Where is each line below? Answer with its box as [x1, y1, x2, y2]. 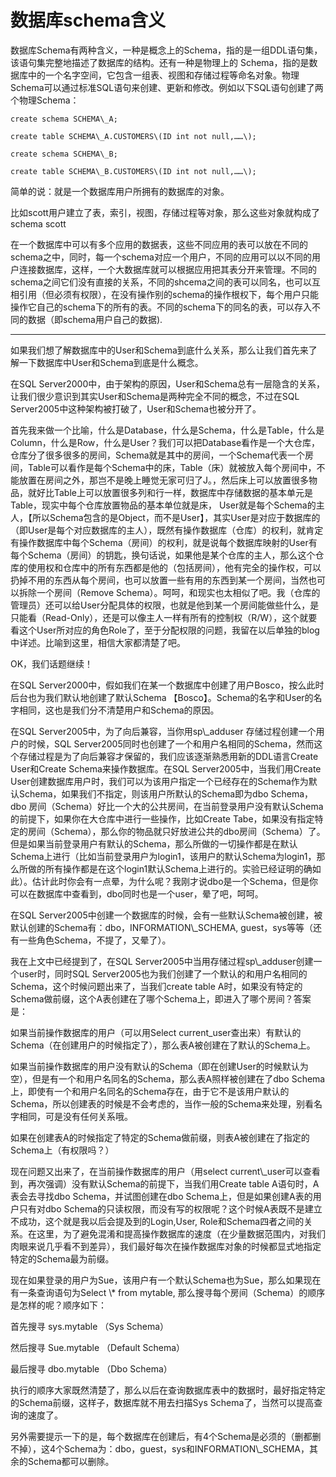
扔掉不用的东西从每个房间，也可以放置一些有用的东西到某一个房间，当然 [10, 574, 308, 586]
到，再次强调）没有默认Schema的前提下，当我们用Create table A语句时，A [10, 1177, 320, 1190]
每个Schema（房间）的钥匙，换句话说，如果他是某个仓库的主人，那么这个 [10, 549, 316, 561]
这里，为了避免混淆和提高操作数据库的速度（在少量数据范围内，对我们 [36, 1227, 326, 1240]
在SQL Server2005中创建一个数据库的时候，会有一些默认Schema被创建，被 [10, 909, 323, 921]
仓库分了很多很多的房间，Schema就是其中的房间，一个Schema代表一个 [10, 449, 306, 461]
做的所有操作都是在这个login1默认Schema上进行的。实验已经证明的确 [27, 862, 313, 875]
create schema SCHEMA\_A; [10, 114, 118, 124]
